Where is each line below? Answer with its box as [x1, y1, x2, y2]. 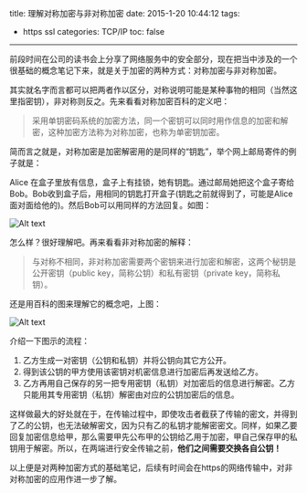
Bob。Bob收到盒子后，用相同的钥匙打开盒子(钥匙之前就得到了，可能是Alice [9, 188, 293, 199]
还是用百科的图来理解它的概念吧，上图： [9, 299, 162, 309]
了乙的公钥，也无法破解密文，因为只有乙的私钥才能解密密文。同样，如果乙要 [9, 420, 298, 431]
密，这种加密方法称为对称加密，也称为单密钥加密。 [31, 127, 225, 137]
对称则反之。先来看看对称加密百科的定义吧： [60, 96, 230, 107]
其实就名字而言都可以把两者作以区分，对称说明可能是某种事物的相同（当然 [9, 85, 290, 95]
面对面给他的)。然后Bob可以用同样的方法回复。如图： [9, 200, 212, 210]
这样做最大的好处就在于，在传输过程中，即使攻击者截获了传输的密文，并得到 [9, 409, 298, 419]
